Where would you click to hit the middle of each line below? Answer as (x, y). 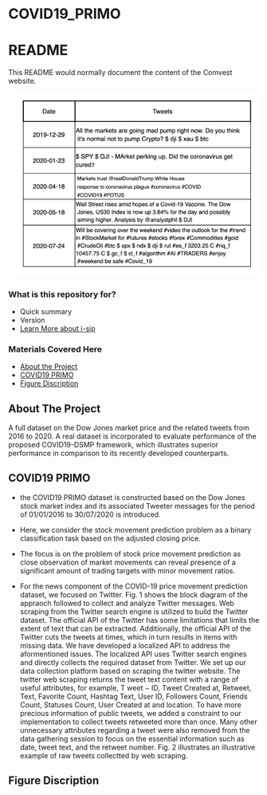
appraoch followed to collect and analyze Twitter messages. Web (127, 603)
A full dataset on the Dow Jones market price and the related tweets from (129, 428)
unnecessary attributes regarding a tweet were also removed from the (135, 730)
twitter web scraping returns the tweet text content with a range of (129, 679)
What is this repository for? (63, 294)
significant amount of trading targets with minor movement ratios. (128, 570)
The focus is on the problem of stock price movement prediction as (130, 553)
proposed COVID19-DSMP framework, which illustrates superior (114, 445)
